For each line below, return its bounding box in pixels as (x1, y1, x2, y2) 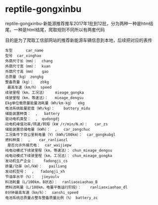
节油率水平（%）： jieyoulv (5, 174, 60, 179)
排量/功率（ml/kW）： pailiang (5, 163, 67, 169)
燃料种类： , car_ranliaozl (5, 137, 68, 142)
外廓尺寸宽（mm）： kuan (5, 63, 51, 69)
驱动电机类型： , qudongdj (5, 116, 60, 121)
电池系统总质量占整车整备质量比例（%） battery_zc (5, 195, 98, 200)
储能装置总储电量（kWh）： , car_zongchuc (5, 127, 90, 132)
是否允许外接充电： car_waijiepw (7, 143, 72, 148)
